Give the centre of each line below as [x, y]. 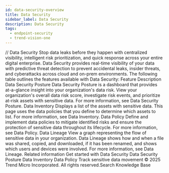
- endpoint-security [31, 33]
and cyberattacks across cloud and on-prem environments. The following [81, 74]
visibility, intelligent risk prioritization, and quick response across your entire [84, 57]
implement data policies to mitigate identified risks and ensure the [73, 122]
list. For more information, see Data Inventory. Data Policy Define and [77, 117]
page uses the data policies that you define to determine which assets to [80, 111]
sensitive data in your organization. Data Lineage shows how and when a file [84, 138]
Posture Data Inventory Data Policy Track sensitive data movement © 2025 [83, 159]
